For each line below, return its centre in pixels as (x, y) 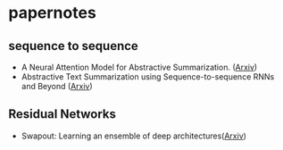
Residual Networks (62, 114)
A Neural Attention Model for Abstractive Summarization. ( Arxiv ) (139, 67)
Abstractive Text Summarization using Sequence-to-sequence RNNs (148, 77)
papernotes (53, 13)
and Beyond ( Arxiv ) (57, 86)
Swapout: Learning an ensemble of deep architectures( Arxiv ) (134, 136)
